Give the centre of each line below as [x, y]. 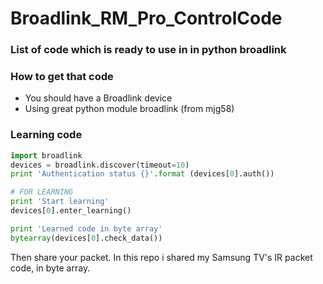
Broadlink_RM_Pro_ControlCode [146, 18]
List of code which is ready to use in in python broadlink [148, 50]
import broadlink [46, 155]
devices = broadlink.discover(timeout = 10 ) [100, 165]
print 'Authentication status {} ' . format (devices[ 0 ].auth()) [142, 174]
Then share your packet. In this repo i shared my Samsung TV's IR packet [161, 257]
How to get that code [62, 77]
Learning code [46, 135]
